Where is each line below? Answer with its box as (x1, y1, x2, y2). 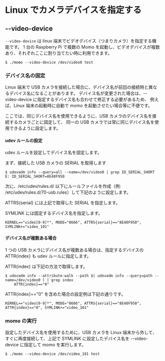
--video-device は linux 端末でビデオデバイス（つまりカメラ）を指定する (5, 38, 152, 44)
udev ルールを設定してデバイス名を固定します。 (5, 149, 102, 155)
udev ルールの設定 (5, 137, 43, 143)
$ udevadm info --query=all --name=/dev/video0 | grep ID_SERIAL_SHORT (5, 170, 155, 175)
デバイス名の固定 (5, 72, 46, 79)
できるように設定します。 (9, 126, 61, 131)
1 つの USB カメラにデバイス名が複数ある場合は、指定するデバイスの (5, 247, 144, 253)
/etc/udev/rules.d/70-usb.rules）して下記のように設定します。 (5, 189, 131, 195)
